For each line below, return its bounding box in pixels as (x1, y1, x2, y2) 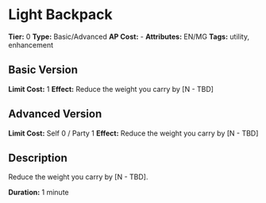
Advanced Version (8, 107, 102, 121)
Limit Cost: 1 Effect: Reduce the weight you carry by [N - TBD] (8, 84, 214, 94)
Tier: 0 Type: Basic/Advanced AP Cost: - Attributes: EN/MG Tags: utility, (8, 32, 250, 41)
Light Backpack (8, 6, 113, 24)
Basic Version (8, 63, 78, 77)
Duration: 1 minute (8, 188, 69, 197)
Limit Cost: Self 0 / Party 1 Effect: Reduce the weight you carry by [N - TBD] (8, 128, 259, 138)
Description (8, 151, 67, 164)
